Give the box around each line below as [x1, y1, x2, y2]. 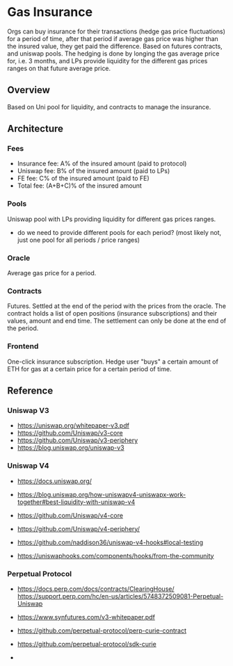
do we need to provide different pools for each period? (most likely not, [17, 228, 222, 236]
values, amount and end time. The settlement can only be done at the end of [7, 317, 227, 325]
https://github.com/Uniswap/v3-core [17, 429, 123, 437]
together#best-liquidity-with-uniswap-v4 [17, 498, 136, 506]
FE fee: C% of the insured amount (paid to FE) [17, 174, 150, 183]
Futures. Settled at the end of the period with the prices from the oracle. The [7, 302, 226, 310]
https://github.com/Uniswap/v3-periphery [17, 436, 138, 445]
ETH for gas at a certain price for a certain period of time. [7, 364, 172, 373]
